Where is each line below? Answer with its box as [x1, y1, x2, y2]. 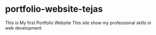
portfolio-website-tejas [5, 3, 103, 15]
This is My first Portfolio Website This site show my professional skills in [5, 20, 152, 26]
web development [5, 25, 42, 31]
